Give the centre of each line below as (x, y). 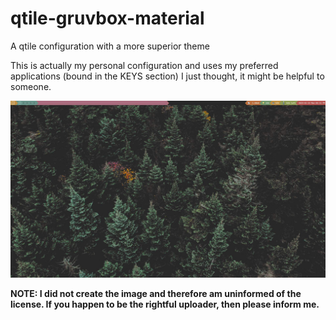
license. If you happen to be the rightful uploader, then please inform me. (165, 304)
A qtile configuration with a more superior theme (110, 46)
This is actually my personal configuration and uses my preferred (144, 65)
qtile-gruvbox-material (107, 18)
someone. (31, 86)
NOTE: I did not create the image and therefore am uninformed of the (156, 294)
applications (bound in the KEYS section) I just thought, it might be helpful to (167, 76)
